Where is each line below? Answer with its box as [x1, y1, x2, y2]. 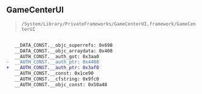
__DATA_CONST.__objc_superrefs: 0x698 [14, 42, 113, 48]
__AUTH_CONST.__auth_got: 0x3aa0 [14, 53, 99, 59]
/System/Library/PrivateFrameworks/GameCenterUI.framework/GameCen [21, 21, 196, 27]
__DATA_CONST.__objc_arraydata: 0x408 [14, 48, 113, 54]
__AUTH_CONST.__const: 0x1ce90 [14, 70, 94, 76]
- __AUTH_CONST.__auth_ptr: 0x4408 [6, 59, 99, 65]
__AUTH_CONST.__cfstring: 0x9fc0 [14, 76, 99, 82]
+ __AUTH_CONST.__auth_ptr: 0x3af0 [6, 65, 99, 71]
